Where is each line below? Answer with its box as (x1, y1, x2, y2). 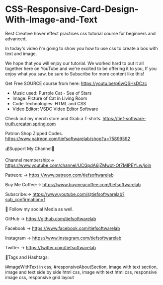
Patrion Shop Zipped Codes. (5, 130, 63, 136)
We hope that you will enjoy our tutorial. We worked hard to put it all (5, 60, 144, 66)
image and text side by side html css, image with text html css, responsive (5, 269, 157, 275)
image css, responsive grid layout (5, 274, 75, 280)
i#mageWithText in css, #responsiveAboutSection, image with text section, (5, 264, 158, 270)
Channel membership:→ (5, 157, 55, 163)
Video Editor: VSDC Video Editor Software (12, 106, 98, 112)
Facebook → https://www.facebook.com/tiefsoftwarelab (5, 225, 120, 231)
